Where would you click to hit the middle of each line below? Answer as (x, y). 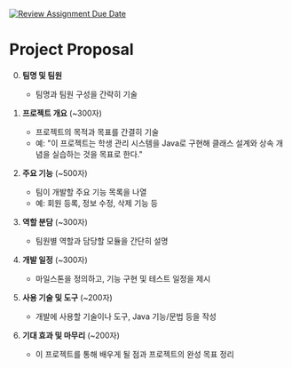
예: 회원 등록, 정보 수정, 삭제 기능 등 (96, 203)
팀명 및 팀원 (42, 75)
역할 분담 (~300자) (55, 221)
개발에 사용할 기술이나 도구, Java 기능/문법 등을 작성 (126, 316)
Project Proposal (72, 50)
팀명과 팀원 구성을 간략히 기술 (86, 94)
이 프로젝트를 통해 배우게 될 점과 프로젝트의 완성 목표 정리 (135, 354)
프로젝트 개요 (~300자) (62, 113)
